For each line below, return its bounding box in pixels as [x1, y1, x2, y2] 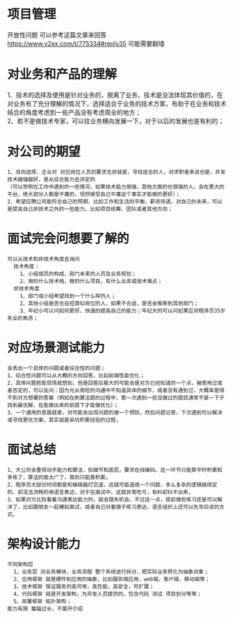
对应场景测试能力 [7, 340, 106, 356]
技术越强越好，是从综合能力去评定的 [7, 175, 96, 183]
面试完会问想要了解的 [7, 231, 130, 246]
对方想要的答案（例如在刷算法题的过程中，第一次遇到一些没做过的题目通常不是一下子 [17, 394, 225, 401]
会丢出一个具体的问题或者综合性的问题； [7, 365, 106, 372]
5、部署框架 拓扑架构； [13, 598, 72, 605]
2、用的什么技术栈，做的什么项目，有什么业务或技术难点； [19, 278, 163, 285]
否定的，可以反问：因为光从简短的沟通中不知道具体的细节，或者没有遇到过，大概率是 [12, 387, 220, 394]
